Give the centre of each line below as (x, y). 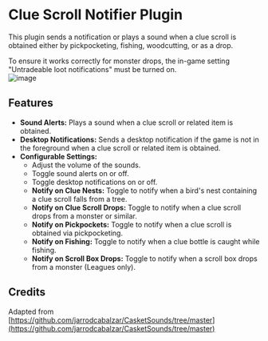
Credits (27, 293)
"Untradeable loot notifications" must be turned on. (93, 69)
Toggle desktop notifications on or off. (95, 182)
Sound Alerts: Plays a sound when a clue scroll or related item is (126, 122)
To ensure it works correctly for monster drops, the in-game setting (119, 61)
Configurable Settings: (58, 156)
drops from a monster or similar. (84, 216)
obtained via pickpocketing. (77, 233)
